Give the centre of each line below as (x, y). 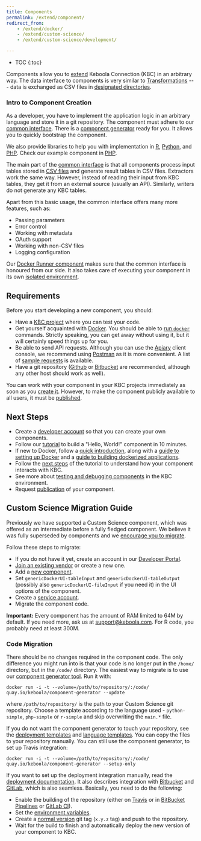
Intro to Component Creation (49, 102)
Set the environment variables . (53, 813)
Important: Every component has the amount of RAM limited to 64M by (95, 615)
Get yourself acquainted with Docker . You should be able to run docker (102, 328)
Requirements (33, 296)
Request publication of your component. (65, 489)
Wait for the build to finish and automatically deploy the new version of (103, 825)
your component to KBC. (45, 832)
